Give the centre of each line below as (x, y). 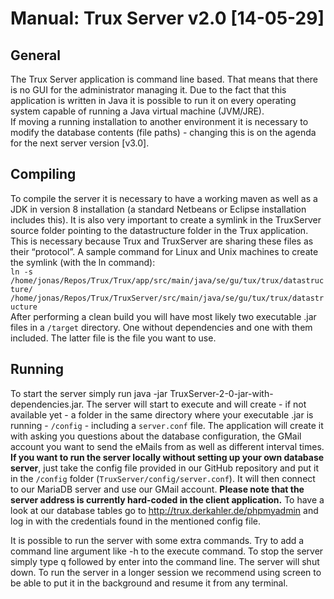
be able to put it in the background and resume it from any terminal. (149, 583)
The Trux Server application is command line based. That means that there (164, 79)
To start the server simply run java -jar (89, 393)
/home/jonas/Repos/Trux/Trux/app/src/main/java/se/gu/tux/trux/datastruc (167, 280)
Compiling (43, 174)
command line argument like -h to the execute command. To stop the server (167, 551)
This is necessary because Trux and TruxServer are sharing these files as (162, 241)
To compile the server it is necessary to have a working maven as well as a (164, 198)
